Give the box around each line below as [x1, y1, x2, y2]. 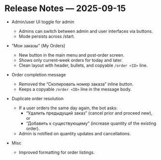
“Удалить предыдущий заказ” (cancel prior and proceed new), [26, 110, 153, 116]
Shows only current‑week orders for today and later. [18, 57, 123, 63]
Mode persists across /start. [18, 33, 75, 39]
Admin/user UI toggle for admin [11, 19, 74, 25]
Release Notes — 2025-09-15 [4, 3, 126, 14]
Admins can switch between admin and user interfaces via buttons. [18, 28, 153, 34]
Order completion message [11, 72, 66, 77]
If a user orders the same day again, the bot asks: [18, 105, 118, 111]
